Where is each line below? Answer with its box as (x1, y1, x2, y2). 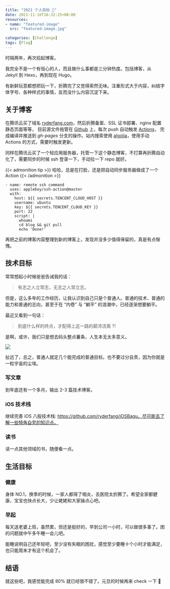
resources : (5, 17, 28, 22)
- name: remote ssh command (5, 182, 65, 187)
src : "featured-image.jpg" (10, 26, 67, 31)
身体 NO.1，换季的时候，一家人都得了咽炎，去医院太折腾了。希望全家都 (5, 491, 153, 498)
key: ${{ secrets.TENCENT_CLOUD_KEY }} (14, 204, 99, 210)
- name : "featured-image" (5, 21, 60, 27)
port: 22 (14, 209, 33, 214)
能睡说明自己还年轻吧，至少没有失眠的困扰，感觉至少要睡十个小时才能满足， (5, 541, 165, 547)
